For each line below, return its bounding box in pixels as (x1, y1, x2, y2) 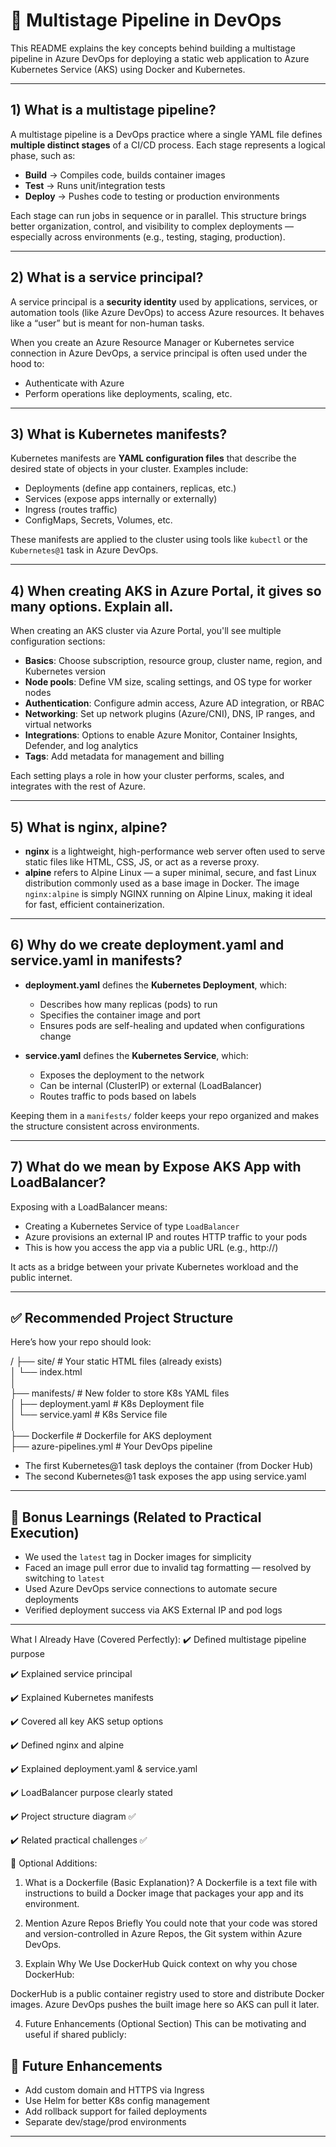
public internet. (10, 1271, 73, 1283)
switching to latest (24, 1572, 105, 1584)
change (39, 1030, 72, 1042)
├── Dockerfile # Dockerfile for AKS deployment (10, 1430, 212, 1442)
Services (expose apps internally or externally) (24, 493, 218, 505)
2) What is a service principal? (10, 269, 204, 286)
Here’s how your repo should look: (10, 1336, 152, 1348)
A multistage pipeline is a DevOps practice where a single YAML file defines (10, 128, 323, 140)
